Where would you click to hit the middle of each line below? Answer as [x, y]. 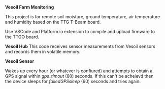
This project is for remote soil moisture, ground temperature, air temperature [82, 17]
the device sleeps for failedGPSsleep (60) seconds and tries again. [73, 81]
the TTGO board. [22, 37]
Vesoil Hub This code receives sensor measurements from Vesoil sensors [80, 46]
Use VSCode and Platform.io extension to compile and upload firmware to [80, 31]
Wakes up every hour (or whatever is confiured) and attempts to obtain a [79, 71]
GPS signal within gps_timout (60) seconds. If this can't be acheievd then [79, 76]
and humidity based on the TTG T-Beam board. [53, 22]
